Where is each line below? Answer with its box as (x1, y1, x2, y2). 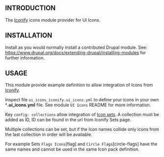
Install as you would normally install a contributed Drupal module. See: (5, 44, 147, 50)
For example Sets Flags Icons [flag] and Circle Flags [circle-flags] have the (5, 141, 158, 147)
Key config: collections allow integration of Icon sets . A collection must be (5, 112, 160, 118)
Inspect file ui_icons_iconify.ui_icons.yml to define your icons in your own (5, 97, 159, 103)
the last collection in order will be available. (5, 131, 92, 137)
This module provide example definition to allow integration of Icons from (5, 82, 153, 88)
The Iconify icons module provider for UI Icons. (5, 17, 101, 23)
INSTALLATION (5, 31, 53, 40)
